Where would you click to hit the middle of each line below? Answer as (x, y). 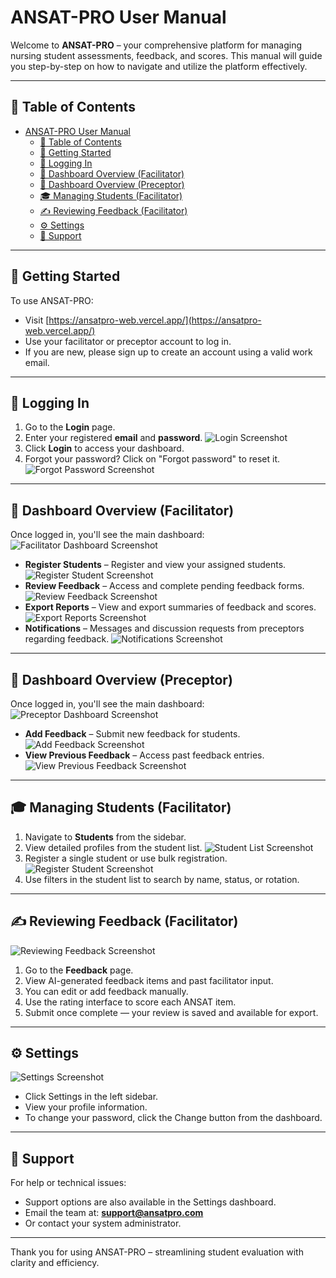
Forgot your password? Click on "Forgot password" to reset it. (152, 459)
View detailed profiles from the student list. (113, 847)
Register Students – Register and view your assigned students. (155, 565)
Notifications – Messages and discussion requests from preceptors (164, 628)
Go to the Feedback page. (79, 970)
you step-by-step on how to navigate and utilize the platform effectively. (159, 66)
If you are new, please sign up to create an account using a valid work (168, 352)
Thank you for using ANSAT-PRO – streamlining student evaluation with (157, 1252)
